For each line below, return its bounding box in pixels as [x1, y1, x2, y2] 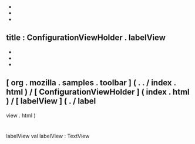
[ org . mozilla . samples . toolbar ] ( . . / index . [6, 78, 176, 88]
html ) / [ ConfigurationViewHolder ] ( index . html [6, 87, 190, 97]
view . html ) [6, 112, 36, 119]
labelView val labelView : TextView [6, 132, 90, 139]
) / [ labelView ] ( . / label [6, 96, 96, 106]
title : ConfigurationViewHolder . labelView [6, 33, 166, 43]
